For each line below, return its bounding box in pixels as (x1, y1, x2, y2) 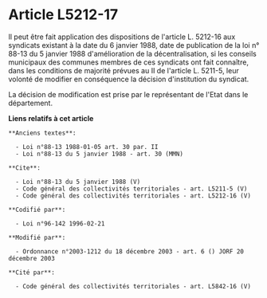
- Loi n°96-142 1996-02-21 (15, 219, 105, 228)
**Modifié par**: (8, 233, 66, 241)
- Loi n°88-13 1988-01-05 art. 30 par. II (15, 143, 159, 151)
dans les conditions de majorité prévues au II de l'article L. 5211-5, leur (8, 65, 239, 75)
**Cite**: (8, 163, 41, 172)
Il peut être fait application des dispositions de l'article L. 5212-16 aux (8, 32, 236, 41)
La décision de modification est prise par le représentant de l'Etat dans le (8, 89, 249, 99)
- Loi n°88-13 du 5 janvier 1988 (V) (15, 178, 141, 186)
